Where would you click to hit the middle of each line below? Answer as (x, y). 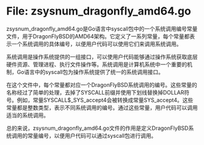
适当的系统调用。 (28, 115)
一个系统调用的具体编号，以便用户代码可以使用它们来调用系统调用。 (97, 44)
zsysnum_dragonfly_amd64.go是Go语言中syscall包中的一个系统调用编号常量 (102, 29)
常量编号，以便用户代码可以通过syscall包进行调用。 (92, 135)
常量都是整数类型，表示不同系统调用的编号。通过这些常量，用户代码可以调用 (102, 107)
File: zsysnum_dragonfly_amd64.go (99, 11)
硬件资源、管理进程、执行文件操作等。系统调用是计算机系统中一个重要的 (97, 64)
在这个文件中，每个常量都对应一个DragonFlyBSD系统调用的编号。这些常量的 (102, 85)
